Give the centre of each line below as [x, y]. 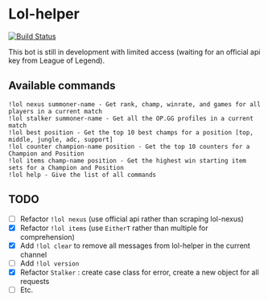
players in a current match [56, 111]
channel [33, 254]
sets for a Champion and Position [66, 167]
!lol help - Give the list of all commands [82, 175]
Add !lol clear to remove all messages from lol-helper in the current [135, 245]
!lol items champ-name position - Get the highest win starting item [128, 161]
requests [35, 281]
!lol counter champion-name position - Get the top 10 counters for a [129, 146]
